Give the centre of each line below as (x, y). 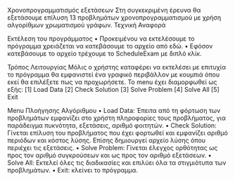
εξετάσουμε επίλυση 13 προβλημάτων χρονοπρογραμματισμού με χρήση (114, 18)
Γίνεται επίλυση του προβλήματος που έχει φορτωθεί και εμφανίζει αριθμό (118, 133)
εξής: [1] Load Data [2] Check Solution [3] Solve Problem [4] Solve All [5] (113, 89)
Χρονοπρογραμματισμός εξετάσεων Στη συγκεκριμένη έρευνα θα (104, 10)
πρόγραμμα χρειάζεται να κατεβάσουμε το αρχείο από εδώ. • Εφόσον (110, 46)
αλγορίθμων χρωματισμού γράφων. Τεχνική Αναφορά (87, 25)
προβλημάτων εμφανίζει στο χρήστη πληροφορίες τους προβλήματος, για (117, 118)
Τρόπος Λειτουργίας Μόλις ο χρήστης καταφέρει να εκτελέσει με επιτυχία (117, 67)
